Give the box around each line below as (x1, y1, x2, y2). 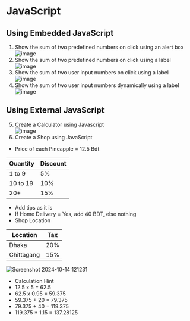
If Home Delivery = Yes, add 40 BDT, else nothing (14, 210, 137, 217)
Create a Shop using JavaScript (14, 133, 93, 141)
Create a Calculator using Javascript (14, 121, 104, 128)
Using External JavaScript (6, 105, 105, 116)
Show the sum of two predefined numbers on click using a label (14, 57, 171, 63)
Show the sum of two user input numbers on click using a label (14, 69, 169, 76)
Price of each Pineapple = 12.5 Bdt (14, 145, 100, 152)
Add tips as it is (14, 204, 53, 211)
